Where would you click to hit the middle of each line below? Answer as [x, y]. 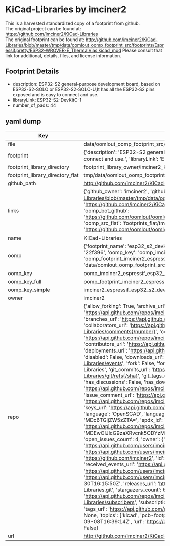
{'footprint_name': [105, 246]
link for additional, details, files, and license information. [63, 55]
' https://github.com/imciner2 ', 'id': [124, 458]
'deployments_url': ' [107, 350]
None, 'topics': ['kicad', [111, 515]
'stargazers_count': [139, 490]
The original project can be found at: [43, 28]
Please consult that [142, 50]
